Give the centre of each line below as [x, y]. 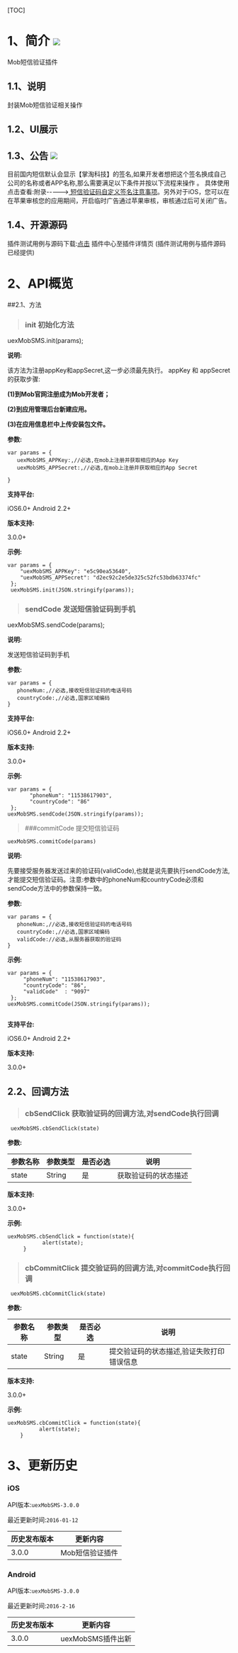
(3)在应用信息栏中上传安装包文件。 [58, 424]
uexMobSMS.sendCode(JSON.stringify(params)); [75, 814]
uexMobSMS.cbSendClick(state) [55, 1128]
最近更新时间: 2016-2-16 [41, 1606]
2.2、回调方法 [38, 1091]
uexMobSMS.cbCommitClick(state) [58, 1294]
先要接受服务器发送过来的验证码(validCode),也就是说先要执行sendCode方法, [119, 871]
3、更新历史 [42, 1466]
